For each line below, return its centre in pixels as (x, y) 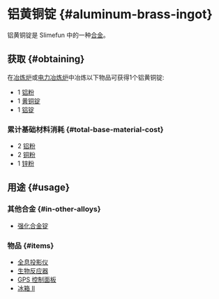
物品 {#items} (31, 245)
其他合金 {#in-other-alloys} (54, 209)
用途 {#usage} (39, 188)
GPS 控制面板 (37, 279)
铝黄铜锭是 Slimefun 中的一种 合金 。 (58, 35)
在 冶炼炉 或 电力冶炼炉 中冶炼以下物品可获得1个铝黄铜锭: (86, 77)
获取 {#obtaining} (46, 59)
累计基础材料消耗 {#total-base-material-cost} (85, 129)
